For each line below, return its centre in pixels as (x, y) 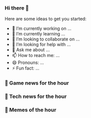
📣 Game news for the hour (37, 83)
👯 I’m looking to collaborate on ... (46, 39)
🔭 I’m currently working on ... (41, 28)
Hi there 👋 (17, 8)
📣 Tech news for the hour (36, 96)
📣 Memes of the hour (30, 110)
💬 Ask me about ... (31, 50)
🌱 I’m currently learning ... (38, 34)
